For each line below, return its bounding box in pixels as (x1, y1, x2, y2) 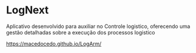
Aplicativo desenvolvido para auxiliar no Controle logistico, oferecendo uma (6, 23, 191, 30)
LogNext (6, 3, 49, 17)
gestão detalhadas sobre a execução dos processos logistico (6, 29, 155, 36)
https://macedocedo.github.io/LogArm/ (6, 40, 102, 47)
